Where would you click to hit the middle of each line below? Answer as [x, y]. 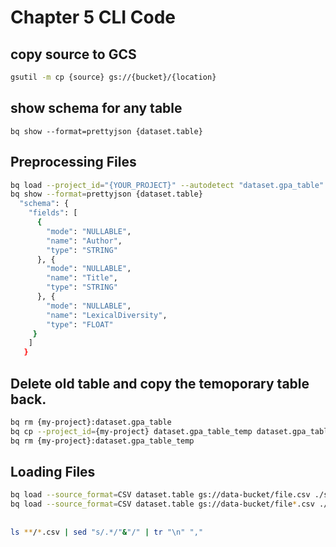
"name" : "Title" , [82, 278]
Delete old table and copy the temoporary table [160, 383]
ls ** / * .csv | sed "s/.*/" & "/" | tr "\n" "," [107, 532]
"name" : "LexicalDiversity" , [107, 315]
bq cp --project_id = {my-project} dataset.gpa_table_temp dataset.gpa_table [171, 431]
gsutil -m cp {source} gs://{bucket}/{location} [113, 77]
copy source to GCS [73, 54]
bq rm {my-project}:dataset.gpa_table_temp [102, 441]
